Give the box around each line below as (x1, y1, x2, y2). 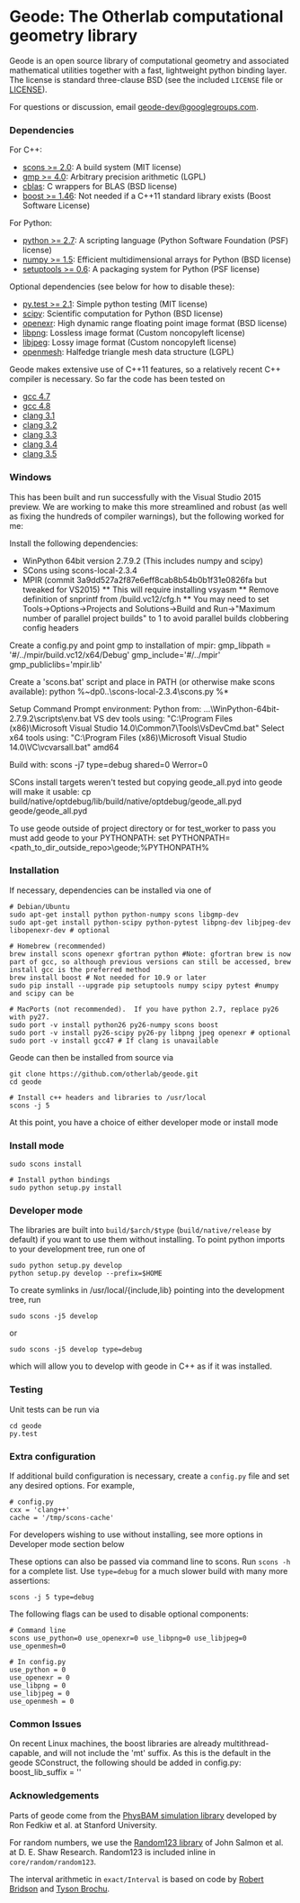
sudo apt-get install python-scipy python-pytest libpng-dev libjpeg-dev (9, 917, 292, 927)
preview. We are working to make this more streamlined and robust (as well (9, 501, 287, 512)
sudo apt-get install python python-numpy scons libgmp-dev (9, 910, 240, 919)
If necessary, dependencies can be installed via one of (9, 885, 212, 896)
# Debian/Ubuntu (9, 902, 70, 911)
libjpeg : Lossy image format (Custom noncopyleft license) (22, 337, 237, 348)
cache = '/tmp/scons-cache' (9, 1514, 115, 1523)
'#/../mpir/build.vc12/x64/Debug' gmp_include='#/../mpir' (9, 649, 221, 660)
